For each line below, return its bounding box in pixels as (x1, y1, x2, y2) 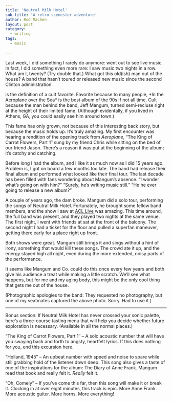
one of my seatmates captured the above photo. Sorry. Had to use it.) (5, 297, 152, 303)
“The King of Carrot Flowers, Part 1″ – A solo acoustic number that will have (5, 333, 164, 339)
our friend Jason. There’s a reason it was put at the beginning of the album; (5, 144, 164, 151)
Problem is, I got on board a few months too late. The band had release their (5, 165, 166, 171)
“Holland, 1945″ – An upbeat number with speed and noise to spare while (5, 353, 160, 360)
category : (5, 27, 27, 32)
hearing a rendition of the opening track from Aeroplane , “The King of (5, 133, 153, 140)
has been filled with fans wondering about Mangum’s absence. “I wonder (5, 176, 160, 182)
